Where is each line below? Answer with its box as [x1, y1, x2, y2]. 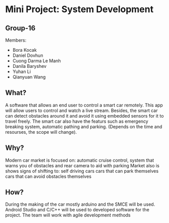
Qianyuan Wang [12, 74, 46, 80]
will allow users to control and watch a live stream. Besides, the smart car [5, 107, 158, 114]
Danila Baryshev [12, 63, 47, 69]
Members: [5, 37, 27, 43]
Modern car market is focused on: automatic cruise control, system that [5, 157, 154, 163]
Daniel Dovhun [12, 52, 43, 58]
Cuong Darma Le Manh [12, 58, 62, 64]
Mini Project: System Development [5, 4, 154, 15]
